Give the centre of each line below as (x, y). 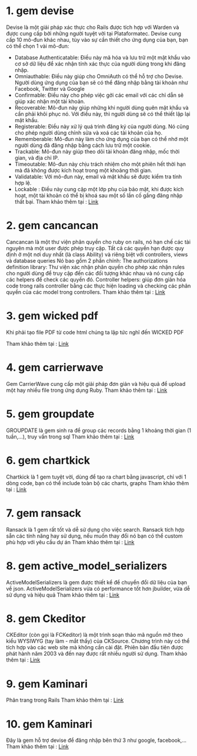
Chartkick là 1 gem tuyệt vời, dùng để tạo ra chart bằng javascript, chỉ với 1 (96, 477)
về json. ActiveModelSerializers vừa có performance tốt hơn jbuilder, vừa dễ (98, 588)
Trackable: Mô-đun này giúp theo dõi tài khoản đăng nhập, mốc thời (97, 151)
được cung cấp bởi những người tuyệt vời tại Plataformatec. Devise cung (94, 33)
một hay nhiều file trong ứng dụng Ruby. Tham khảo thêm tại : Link (87, 390)
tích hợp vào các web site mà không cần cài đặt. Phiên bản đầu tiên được (95, 647)
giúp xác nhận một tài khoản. (50, 101)
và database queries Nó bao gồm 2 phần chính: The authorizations (87, 260)
